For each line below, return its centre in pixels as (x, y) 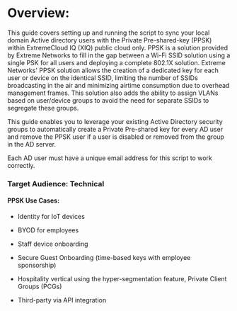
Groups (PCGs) (40, 287)
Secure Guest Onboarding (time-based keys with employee (104, 258)
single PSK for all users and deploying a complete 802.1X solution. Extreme (117, 62)
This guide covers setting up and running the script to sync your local (109, 33)
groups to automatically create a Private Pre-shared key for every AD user (115, 129)
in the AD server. (32, 144)
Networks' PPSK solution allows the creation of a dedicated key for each (113, 70)
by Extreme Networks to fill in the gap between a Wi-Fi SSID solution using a (119, 55)
